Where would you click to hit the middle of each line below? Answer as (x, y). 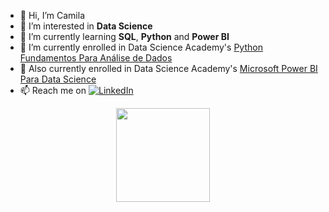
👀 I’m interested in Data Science (86, 26)
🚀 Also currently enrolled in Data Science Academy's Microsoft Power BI (168, 68)
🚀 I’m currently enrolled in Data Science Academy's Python (141, 47)
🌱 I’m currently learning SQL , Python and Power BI (124, 36)
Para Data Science (58, 79)
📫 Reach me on (53, 90)
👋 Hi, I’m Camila (52, 15)
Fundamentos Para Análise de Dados (96, 58)
